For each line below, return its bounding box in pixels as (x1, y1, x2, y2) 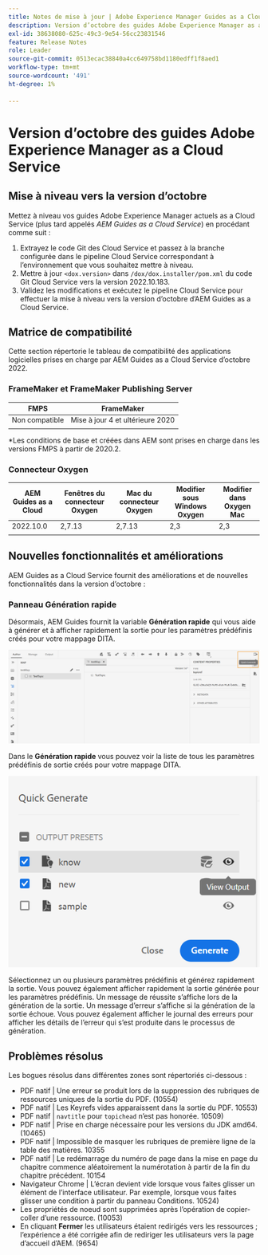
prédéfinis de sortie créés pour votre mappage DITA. (8, 760, 182, 769)
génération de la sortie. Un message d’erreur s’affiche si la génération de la (8, 1001, 255, 1010)
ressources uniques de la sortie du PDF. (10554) (19, 1095, 179, 1104)
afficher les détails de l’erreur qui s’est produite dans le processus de (8, 1017, 235, 1028)
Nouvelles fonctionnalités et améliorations (8, 549, 224, 563)
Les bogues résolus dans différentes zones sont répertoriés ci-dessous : (8, 1071, 247, 1080)
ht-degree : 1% (8, 80, 56, 88)
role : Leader (8, 46, 52, 55)
